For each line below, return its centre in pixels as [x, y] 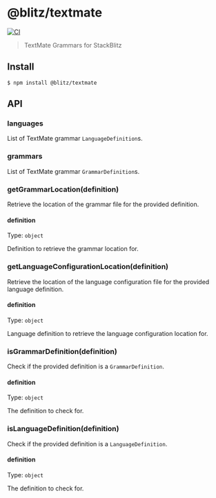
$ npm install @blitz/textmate [52, 83]
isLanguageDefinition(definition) [63, 429]
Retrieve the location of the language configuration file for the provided [108, 281]
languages [25, 123]
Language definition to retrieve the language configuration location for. [108, 333]
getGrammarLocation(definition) [63, 189]
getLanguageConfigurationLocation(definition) [88, 267]
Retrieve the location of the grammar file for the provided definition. [103, 204]
